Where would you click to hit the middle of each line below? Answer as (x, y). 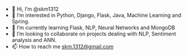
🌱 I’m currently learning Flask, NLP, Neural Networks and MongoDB (93, 27)
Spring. (21, 21)
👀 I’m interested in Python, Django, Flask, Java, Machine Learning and (96, 15)
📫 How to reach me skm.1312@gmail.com (62, 46)
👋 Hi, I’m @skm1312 (35, 9)
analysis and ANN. (34, 40)
